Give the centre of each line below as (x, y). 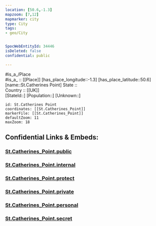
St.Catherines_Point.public (39, 151)
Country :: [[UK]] (22, 90)
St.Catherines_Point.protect (40, 178)
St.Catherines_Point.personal (42, 205)
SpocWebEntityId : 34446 (30, 46)
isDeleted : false (23, 51)
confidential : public (28, 55)
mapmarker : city (22, 19)
